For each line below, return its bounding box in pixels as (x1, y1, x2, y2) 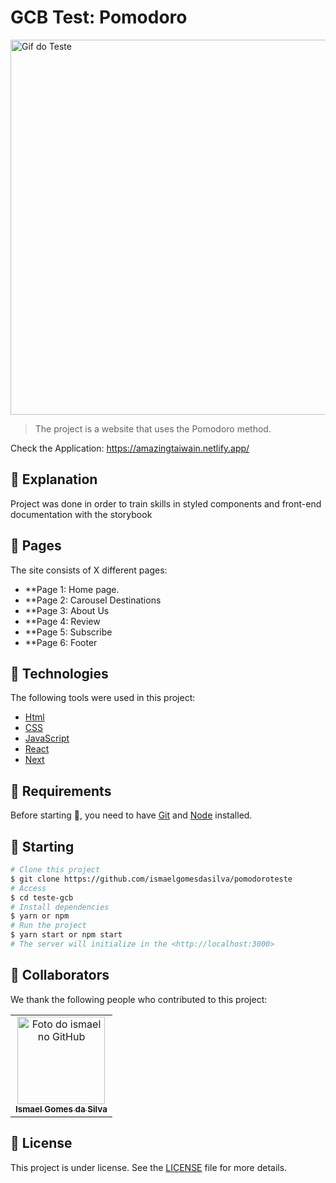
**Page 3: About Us (24, 604, 110, 616)
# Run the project (10, 921, 87, 931)
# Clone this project (10, 865, 101, 875)
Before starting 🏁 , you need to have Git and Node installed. (10, 809, 253, 821)
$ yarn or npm (10, 911, 70, 921)
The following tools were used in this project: (10, 692, 196, 704)
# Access (10, 883, 47, 893)
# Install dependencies (10, 902, 110, 912)
